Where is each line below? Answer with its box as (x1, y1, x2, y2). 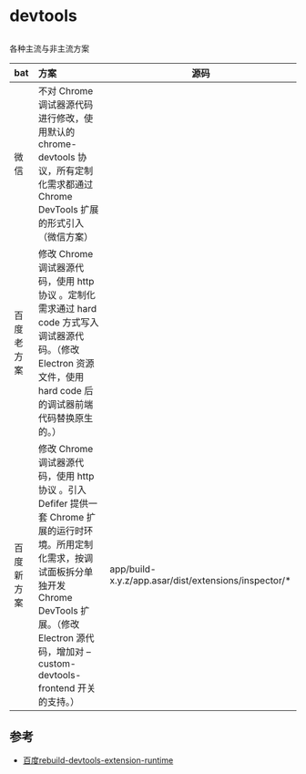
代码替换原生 (37, 411, 94, 424)
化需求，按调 (37, 552, 94, 564)
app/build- (108, 562, 157, 575)
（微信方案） (37, 230, 94, 243)
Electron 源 (37, 631, 86, 644)
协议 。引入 (37, 483, 87, 496)
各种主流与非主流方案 (9, 43, 89, 54)
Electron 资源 (37, 356, 95, 369)
